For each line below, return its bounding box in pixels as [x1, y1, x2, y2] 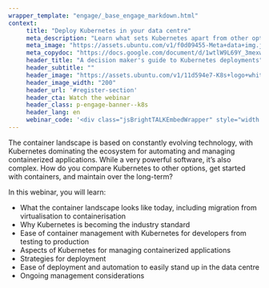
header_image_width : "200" [26, 78, 116, 86]
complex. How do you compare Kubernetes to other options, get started [8, 163, 246, 173]
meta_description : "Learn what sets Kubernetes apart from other [26, 34, 249, 42]
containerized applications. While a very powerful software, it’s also [8, 154, 231, 164]
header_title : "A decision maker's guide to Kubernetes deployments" [26, 57, 263, 65]
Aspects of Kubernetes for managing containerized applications [19, 245, 231, 254]
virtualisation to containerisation [19, 211, 126, 221]
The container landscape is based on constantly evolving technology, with [8, 138, 254, 147]
